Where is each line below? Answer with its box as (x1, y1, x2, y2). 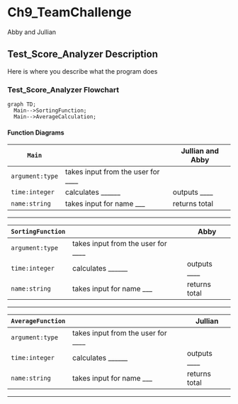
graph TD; (7, 101, 37, 108)
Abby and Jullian (7, 28, 57, 36)
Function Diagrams (7, 128, 65, 137)
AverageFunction (11, 317, 66, 325)
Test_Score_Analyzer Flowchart (7, 84, 119, 94)
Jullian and (181, 146, 220, 156)
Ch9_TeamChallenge (7, 4, 132, 21)
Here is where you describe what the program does (7, 67, 158, 75)
